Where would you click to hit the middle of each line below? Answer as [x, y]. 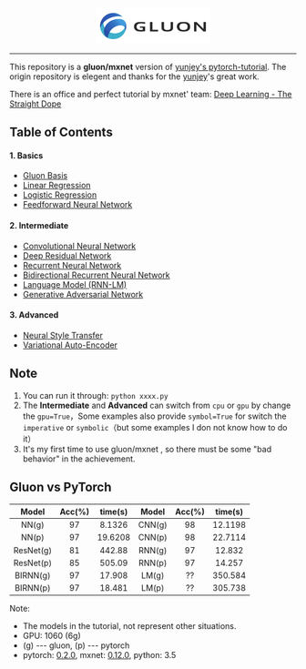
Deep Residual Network [67, 255]
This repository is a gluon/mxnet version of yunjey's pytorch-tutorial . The [148, 66]
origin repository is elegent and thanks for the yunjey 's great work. [134, 76]
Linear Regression [56, 186]
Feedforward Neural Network [77, 205]
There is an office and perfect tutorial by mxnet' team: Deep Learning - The [151, 94]
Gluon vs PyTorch [61, 487]
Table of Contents [61, 132]
